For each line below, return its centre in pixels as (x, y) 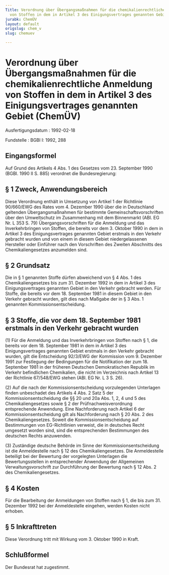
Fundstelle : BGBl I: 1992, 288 (36, 140)
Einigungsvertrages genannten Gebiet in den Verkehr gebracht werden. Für (83, 289)
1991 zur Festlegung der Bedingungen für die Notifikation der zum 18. (77, 362)
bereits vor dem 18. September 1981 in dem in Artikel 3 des (66, 346)
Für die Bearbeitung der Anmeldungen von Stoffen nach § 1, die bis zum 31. (83, 500)
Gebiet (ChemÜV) (43, 116)
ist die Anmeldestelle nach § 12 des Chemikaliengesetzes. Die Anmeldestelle (84, 451)
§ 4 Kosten (22, 488)
